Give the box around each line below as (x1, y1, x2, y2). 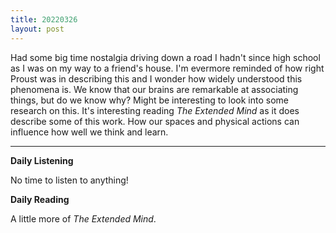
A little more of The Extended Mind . (10, 212, 157, 225)
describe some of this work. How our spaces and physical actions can (10, 115, 300, 127)
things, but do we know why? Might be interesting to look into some (10, 94, 289, 106)
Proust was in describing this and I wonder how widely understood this (10, 72, 303, 85)
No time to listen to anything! (10, 174, 129, 186)
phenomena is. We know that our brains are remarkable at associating (10, 83, 299, 95)
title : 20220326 (10, 14, 78, 25)
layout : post (10, 24, 65, 34)
